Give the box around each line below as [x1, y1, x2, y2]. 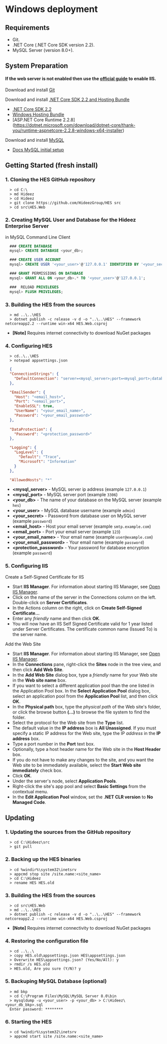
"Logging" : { [9, 445, 37, 450]
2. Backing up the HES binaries [5, 856, 81, 863]
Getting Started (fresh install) [5, 161, 98, 169]
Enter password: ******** [9, 1007, 64, 1012]
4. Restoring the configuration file [5, 937, 88, 944]
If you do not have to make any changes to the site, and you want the [12, 756, 154, 762]
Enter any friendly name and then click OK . [12, 615, 100, 621]
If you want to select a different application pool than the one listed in [12, 683, 155, 689]
